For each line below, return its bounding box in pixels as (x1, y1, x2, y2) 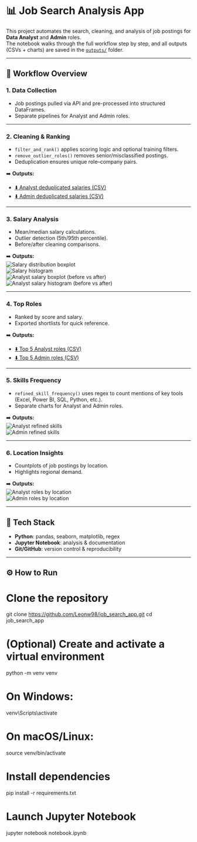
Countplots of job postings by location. (14, 462, 108, 469)
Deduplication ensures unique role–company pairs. (14, 158, 138, 165)
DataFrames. (14, 106, 46, 113)
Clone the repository (6, 591, 108, 605)
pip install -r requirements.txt (6, 790, 76, 796)
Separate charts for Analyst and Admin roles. (14, 402, 124, 409)
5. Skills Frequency (6, 376, 62, 385)
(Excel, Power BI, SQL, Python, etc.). (14, 396, 103, 403)
